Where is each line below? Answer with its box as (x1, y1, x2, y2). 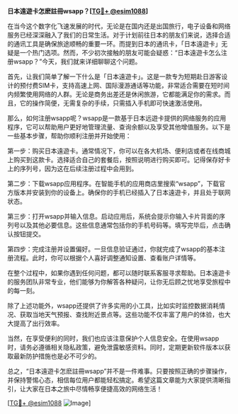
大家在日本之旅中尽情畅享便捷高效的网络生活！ (25, 385, 163, 393)
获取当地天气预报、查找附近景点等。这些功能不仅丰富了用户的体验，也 (19, 311, 225, 318)
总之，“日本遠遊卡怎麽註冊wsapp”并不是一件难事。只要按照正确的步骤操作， (7, 367, 231, 375)
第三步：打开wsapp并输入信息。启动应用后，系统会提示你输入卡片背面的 (7, 212, 220, 220)
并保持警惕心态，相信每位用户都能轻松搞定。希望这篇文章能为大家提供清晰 (7, 376, 225, 384)
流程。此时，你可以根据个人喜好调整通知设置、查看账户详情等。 (13, 254, 200, 262)
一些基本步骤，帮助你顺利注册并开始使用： (7, 132, 132, 140)
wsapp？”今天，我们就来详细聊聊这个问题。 (13, 57, 142, 66)
